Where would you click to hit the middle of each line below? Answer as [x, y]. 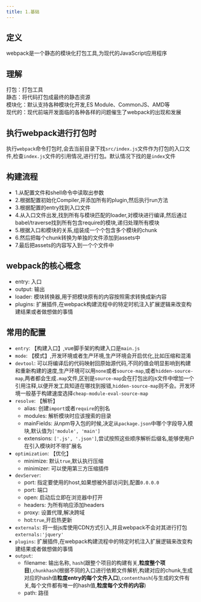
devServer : [28, 475]
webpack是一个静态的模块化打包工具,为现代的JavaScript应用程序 [87, 53]
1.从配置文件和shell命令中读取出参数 [59, 192]
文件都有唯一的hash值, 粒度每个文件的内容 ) [94, 585]
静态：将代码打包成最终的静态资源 [48, 97]
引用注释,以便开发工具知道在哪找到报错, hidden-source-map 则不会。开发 [102, 385]
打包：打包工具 [25, 90]
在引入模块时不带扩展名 [53, 446]
